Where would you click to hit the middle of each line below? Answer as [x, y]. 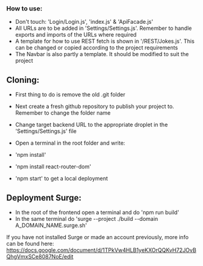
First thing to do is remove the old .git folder [70, 95]
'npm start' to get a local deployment [62, 179]
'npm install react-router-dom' [53, 167]
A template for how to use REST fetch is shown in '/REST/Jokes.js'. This [105, 41]
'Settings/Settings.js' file [46, 131]
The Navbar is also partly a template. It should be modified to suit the [102, 54]
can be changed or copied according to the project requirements [96, 48]
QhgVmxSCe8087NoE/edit [40, 256]
